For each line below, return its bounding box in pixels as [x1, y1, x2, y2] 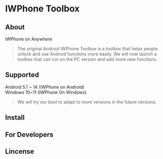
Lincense [5, 147, 34, 156]
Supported [5, 71, 39, 79]
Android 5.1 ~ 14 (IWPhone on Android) [5, 84, 84, 90]
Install [5, 113, 25, 122]
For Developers [5, 130, 54, 139]
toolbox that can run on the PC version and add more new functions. [17, 56, 158, 62]
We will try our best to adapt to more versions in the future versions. [17, 99, 157, 105]
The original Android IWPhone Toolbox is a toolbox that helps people [17, 46, 158, 51]
